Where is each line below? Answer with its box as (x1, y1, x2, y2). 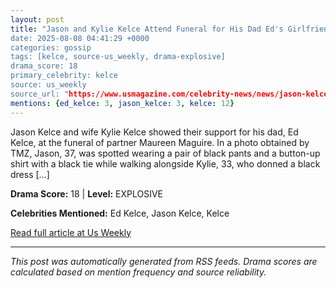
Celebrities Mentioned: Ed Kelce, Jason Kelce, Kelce (10, 207, 230, 219)
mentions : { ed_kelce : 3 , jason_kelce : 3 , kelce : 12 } (10, 98, 235, 108)
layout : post (10, 14, 65, 25)
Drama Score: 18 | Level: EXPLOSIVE (10, 187, 164, 200)
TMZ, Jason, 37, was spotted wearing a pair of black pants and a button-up (10, 147, 321, 159)
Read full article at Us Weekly (10, 226, 132, 238)
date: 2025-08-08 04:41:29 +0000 (10, 33, 150, 43)
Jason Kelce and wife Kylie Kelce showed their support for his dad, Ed (10, 126, 299, 138)
